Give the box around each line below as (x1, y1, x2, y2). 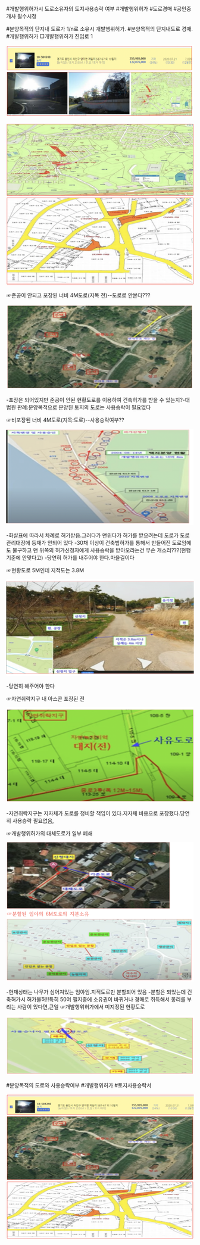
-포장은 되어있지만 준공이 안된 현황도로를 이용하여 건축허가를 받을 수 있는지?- (6, 396, 186, 403)
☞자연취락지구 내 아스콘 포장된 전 (6, 695, 85, 702)
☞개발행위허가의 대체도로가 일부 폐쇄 (6, 830, 93, 837)
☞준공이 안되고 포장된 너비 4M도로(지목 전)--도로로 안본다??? (6, 291, 151, 299)
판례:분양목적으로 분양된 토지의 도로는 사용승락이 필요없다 (17, 404, 151, 411)
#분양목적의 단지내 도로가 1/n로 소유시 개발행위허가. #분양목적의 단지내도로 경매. (6, 26, 193, 32)
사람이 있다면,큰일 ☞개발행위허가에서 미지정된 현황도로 (17, 1003, 145, 1010)
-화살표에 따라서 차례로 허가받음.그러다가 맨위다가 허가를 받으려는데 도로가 (6, 532, 179, 539)
